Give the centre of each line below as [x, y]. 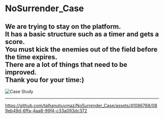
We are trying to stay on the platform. [63, 27]
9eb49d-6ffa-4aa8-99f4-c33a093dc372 [46, 111]
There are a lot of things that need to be [66, 65]
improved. [21, 72]
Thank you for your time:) [45, 80]
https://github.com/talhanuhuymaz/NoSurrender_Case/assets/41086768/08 [81, 106]
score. [15, 42]
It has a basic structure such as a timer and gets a [82, 34]
